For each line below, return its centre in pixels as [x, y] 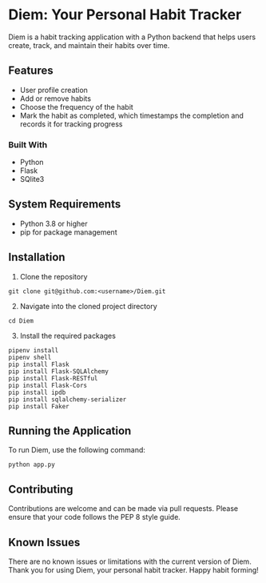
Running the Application [70, 431]
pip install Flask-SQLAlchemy [59, 371]
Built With [28, 144]
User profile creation [54, 90]
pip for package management [68, 232]
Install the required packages [67, 336]
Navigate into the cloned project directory [88, 306]
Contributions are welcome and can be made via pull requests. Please [123, 509]
